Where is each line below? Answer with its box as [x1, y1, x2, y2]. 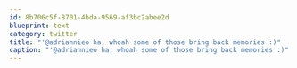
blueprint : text [9, 21, 70, 30]
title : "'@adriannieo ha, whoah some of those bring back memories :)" [9, 37, 281, 47]
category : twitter [9, 29, 78, 38]
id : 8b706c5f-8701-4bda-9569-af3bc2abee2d [9, 12, 169, 22]
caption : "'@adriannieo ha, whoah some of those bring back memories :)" [9, 46, 290, 55]
